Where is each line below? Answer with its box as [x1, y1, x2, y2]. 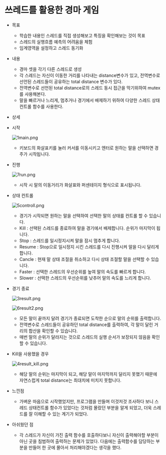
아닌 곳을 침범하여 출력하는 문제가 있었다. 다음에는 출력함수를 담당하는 [19, 438, 155, 444]
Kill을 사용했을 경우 [11, 350, 49, 356]
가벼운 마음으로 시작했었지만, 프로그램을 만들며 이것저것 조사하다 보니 [19, 398, 154, 404]
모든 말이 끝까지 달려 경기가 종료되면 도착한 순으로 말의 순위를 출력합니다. [19, 315, 162, 321]
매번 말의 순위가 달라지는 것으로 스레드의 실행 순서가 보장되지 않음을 [19, 334, 151, 340]
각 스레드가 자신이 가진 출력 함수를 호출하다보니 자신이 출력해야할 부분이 [19, 432, 159, 438]
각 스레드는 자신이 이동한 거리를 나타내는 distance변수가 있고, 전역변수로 [19, 72, 161, 78]
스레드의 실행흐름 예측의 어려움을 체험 [19, 38, 93, 45]
